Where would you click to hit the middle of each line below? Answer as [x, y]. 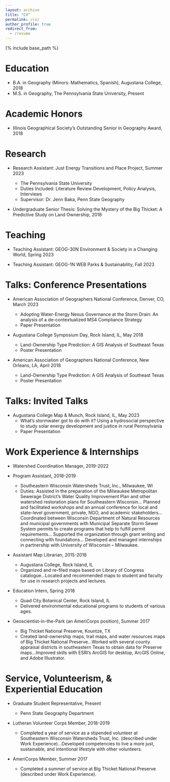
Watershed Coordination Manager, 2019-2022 [61, 466]
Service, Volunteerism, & [59, 678]
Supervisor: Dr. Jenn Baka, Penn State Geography [72, 199]
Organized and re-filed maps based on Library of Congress [82, 570]
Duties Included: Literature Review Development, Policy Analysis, [88, 188]
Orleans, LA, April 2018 [37, 365]
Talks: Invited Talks [47, 401]
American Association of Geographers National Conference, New [81, 360]
